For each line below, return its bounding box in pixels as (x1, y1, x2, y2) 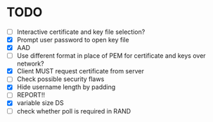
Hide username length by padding (16, 83, 116, 92)
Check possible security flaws (16, 75, 105, 83)
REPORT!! (16, 91, 45, 99)
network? (16, 59, 44, 68)
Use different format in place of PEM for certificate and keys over (16, 51, 206, 60)
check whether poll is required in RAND (16, 106, 131, 115)
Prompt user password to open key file (16, 36, 129, 44)
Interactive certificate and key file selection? (16, 28, 146, 36)
